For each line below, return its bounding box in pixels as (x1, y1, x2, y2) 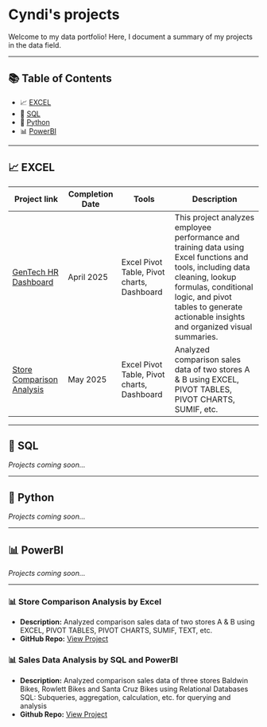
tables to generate (174, 301, 243, 312)
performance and (174, 231, 240, 243)
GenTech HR (12, 266, 60, 278)
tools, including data (174, 261, 250, 272)
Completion (68, 189, 114, 200)
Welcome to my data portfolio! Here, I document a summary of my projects (8, 32, 253, 41)
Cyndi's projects (8, 6, 120, 24)
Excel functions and (174, 251, 249, 262)
